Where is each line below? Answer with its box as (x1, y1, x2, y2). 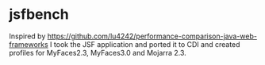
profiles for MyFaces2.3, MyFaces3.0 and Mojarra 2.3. (9, 48, 187, 57)
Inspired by (9, 31, 46, 41)
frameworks (9, 39, 48, 49)
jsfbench (9, 5, 70, 23)
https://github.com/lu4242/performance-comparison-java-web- (47, 31, 257, 41)
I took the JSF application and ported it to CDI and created (49, 39, 240, 49)
